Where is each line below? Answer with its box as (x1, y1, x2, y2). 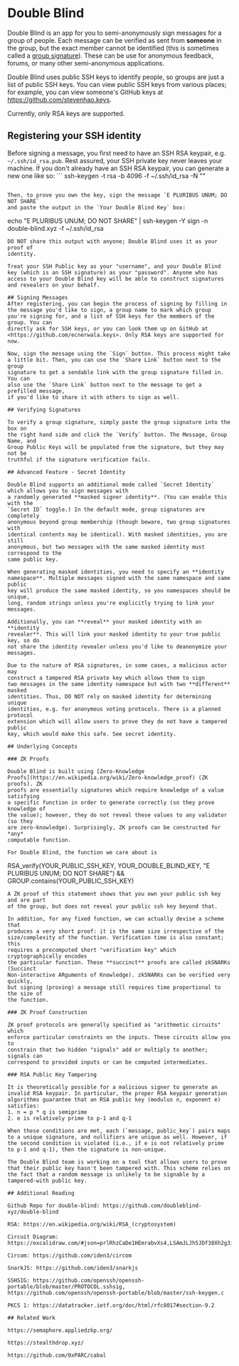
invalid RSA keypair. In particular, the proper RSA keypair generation (7, 1090, 228, 1097)
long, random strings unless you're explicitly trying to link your (7, 599, 215, 606)
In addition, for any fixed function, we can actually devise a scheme (7, 915, 224, 922)
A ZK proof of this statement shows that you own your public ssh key (7, 890, 221, 897)
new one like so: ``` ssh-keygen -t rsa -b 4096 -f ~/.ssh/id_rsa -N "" (7, 171, 206, 180)
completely (7, 512, 40, 519)
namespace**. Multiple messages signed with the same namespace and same (7, 574, 231, 581)
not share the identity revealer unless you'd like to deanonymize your (7, 643, 228, 650)
